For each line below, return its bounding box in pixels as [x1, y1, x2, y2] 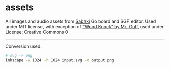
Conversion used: [5, 43, 42, 49]
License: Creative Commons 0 [5, 29, 68, 35]
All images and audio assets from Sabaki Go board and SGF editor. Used [5, 18, 156, 24]
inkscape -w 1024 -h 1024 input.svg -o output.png [5, 57, 114, 63]
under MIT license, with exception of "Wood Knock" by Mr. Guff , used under [5, 23, 164, 29]
